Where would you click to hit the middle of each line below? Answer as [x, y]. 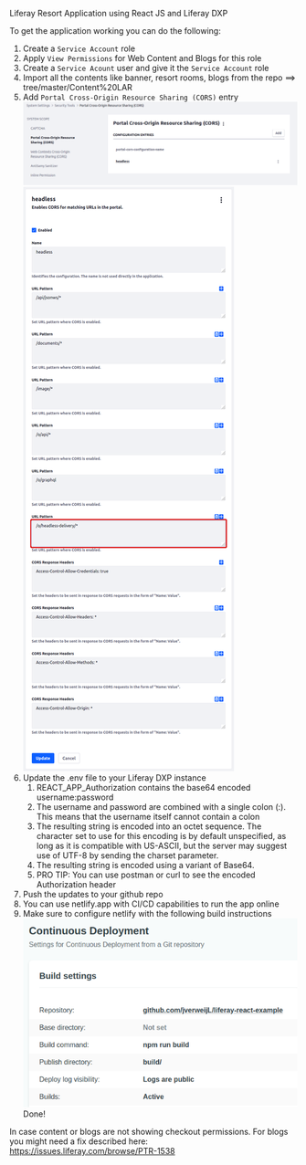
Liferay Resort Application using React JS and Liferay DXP [119, 13]
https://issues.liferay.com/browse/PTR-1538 [92, 1150]
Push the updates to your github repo [93, 894]
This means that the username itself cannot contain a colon [148, 816]
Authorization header [76, 884]
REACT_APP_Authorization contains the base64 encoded [143, 787]
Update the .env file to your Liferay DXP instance [115, 777]
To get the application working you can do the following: [115, 31]
